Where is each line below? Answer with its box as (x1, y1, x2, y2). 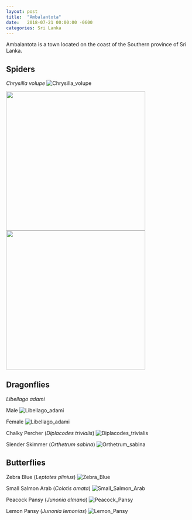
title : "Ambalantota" (6, 14, 61, 20)
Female (6, 418, 24, 425)
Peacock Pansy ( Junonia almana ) (6, 496, 88, 503)
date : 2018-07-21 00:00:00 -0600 (6, 19, 93, 25)
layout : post (6, 8, 38, 15)
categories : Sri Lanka (6, 25, 61, 31)
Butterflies (6, 458, 46, 468)
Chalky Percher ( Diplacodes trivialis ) (6, 429, 95, 436)
